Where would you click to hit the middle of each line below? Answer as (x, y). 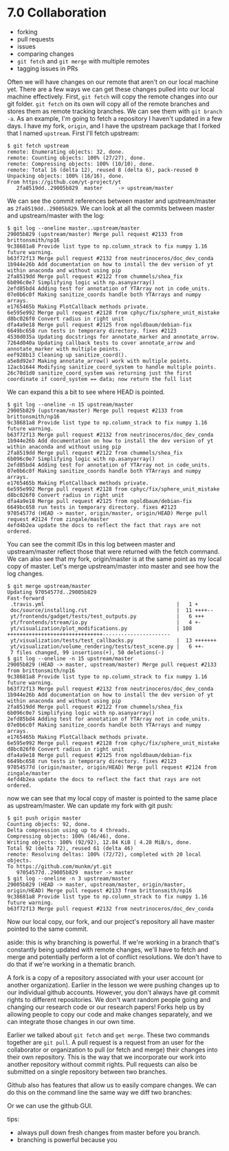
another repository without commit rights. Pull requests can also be (102, 1064)
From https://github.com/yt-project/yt (64, 182)
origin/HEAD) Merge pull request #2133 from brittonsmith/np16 (100, 891)
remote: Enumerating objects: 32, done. (66, 152)
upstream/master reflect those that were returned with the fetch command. (113, 551)
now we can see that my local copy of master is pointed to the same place (112, 798)
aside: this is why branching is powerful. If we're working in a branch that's (113, 942)
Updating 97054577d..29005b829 (52, 592)
